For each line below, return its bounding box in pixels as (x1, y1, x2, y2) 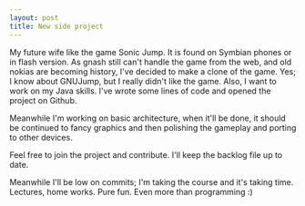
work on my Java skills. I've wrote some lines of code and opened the (9, 85, 271, 96)
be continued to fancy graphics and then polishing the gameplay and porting (9, 122, 297, 132)
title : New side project (9, 22, 104, 31)
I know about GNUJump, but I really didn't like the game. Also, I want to (9, 75, 278, 86)
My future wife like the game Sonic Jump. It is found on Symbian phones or (9, 46, 292, 57)
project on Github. (9, 94, 77, 105)
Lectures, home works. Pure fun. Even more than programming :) (9, 186, 253, 197)
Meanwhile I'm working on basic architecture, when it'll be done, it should (9, 113, 287, 123)
